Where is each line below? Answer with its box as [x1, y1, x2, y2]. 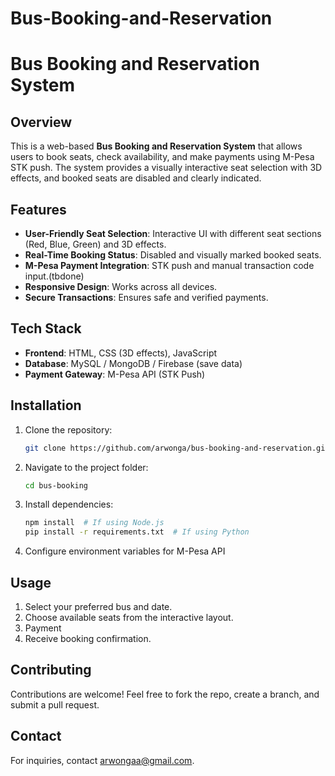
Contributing [10, 662, 92, 679]
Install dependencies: [24, 498, 114, 511]
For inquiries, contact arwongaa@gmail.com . [10, 754, 195, 766]
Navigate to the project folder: [24, 461, 149, 473]
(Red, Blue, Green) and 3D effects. [24, 238, 167, 250]
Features [10, 201, 67, 218]
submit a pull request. [10, 698, 100, 711]
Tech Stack [10, 320, 82, 337]
